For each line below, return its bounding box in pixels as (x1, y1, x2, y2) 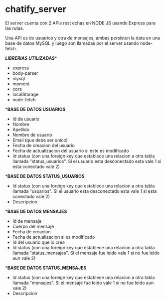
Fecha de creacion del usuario (12, 142, 75, 148)
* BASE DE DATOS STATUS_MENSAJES (5, 265, 87, 271)
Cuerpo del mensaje (12, 223, 54, 229)
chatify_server (5, 3, 66, 15)
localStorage (12, 91, 39, 97)
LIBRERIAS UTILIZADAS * (5, 55, 57, 61)
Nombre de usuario (12, 132, 52, 138)
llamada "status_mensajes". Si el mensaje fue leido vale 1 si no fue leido (12, 250, 160, 256)
